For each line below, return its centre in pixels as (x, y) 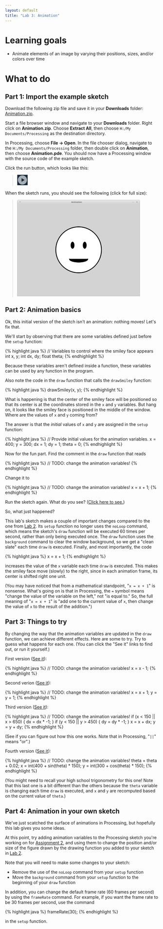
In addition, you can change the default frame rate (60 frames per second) (80, 892)
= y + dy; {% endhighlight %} (34, 727)
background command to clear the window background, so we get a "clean (80, 542)
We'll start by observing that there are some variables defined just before (78, 336)
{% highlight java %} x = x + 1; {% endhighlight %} (55, 556)
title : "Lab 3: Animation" (32, 15)
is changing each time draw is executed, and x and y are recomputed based (80, 791)
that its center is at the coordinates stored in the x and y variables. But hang (81, 404)
